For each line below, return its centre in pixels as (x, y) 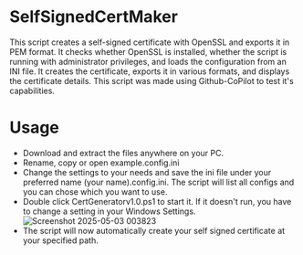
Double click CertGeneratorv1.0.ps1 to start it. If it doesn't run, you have (157, 201)
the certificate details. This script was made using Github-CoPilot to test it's (151, 80)
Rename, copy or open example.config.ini (101, 163)
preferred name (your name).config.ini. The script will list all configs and (158, 182)
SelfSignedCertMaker (94, 17)
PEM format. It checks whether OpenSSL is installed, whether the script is (148, 51)
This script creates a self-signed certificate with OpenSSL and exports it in (150, 42)
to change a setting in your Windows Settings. (109, 211)
